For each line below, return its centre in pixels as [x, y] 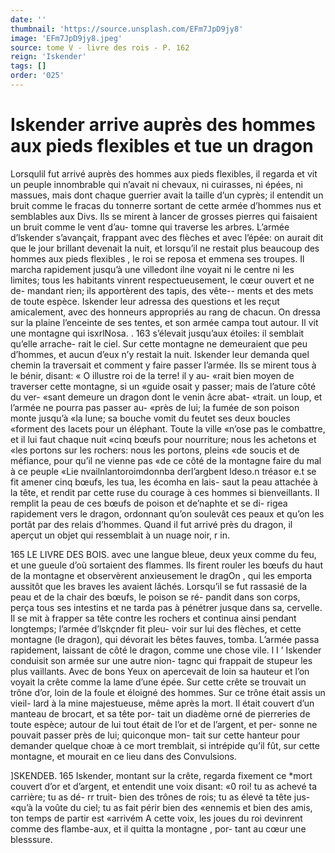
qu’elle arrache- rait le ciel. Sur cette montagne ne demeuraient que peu [159, 343]
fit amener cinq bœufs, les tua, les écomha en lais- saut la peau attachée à [164, 482]
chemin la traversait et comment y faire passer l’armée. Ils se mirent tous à [163, 365]
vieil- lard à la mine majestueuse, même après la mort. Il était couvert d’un [162, 703]
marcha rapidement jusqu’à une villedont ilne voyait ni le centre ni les [152, 269]
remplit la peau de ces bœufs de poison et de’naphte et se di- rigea [149, 503]
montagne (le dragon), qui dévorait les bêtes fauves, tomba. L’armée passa [165, 639]
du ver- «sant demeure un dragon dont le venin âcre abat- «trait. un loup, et [166, 397]
